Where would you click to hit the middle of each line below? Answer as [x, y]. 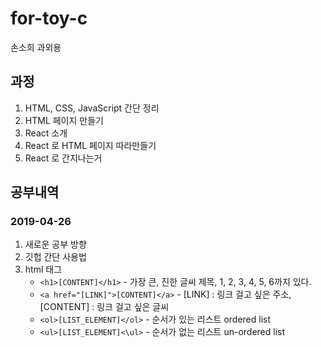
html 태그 [43, 269]
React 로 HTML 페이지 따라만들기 [90, 145]
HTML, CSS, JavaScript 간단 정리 [92, 108]
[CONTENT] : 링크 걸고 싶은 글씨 [104, 307]
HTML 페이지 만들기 [64, 120]
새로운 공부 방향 [55, 244]
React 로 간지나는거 [63, 158]
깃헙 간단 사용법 [55, 257]
